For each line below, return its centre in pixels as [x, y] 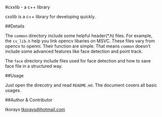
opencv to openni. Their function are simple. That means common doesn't [78, 46]
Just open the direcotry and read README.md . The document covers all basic [81, 85]
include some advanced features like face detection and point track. [74, 51]
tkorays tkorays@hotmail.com [35, 109]
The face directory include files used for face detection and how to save [78, 61]
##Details [15, 26]
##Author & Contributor [29, 100]
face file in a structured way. [34, 66]
